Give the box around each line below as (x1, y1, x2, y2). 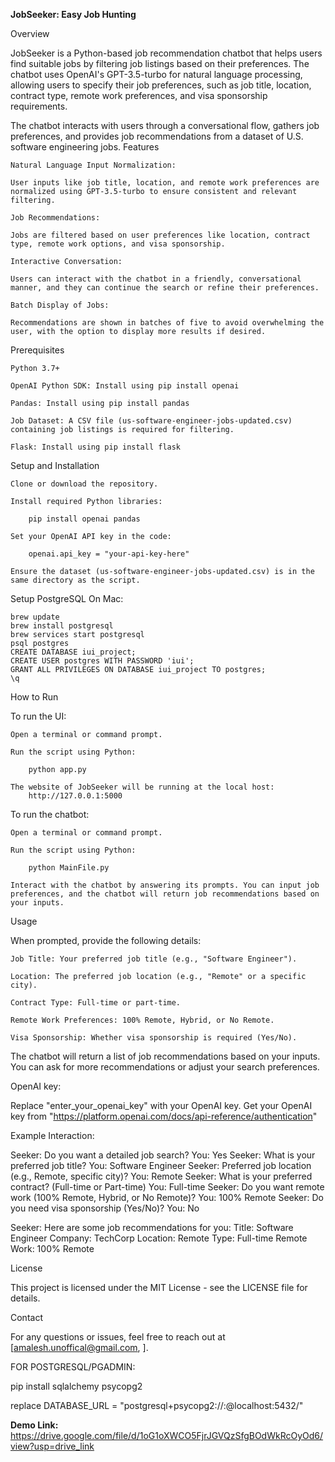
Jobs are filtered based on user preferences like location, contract (10, 230, 311, 240)
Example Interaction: (10, 1130, 95, 1141)
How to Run (10, 691, 59, 703)
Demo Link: (10, 1419, 59, 1431)
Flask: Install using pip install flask (10, 442, 182, 452)
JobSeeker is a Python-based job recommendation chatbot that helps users (10, 47, 323, 59)
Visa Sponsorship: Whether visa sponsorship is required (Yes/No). (10, 1033, 298, 1043)
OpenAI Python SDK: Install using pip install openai (10, 381, 240, 391)
